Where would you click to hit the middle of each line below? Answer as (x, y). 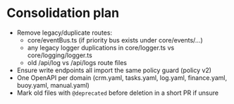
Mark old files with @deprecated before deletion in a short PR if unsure (118, 93)
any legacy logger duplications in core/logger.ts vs (101, 47)
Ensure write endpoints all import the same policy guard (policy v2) (114, 70)
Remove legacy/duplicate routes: (64, 33)
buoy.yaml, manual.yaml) (53, 85)
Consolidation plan (63, 13)
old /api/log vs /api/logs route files (77, 62)
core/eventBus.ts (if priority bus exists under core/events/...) (115, 40)
